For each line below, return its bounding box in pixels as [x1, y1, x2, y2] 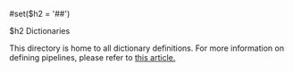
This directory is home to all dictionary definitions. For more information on [9, 43, 284, 53]
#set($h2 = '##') [9, 9, 71, 19]
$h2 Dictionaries [9, 26, 71, 36]
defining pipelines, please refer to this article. [9, 52, 176, 62]
